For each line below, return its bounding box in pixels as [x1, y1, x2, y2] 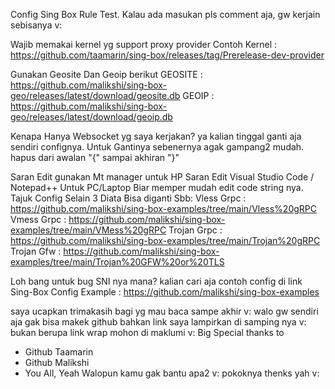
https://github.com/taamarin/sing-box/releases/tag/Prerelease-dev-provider [10, 49, 325, 61]
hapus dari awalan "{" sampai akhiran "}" [10, 152, 180, 163]
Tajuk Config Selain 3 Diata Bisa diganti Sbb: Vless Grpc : [10, 192, 247, 204]
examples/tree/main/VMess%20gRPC [10, 224, 167, 236]
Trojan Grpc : [168, 224, 223, 236]
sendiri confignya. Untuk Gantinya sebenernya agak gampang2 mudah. [10, 141, 305, 153]
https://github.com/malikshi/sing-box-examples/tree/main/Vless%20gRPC [10, 203, 317, 214]
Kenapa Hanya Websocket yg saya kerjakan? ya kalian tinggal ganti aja [10, 130, 302, 142]
